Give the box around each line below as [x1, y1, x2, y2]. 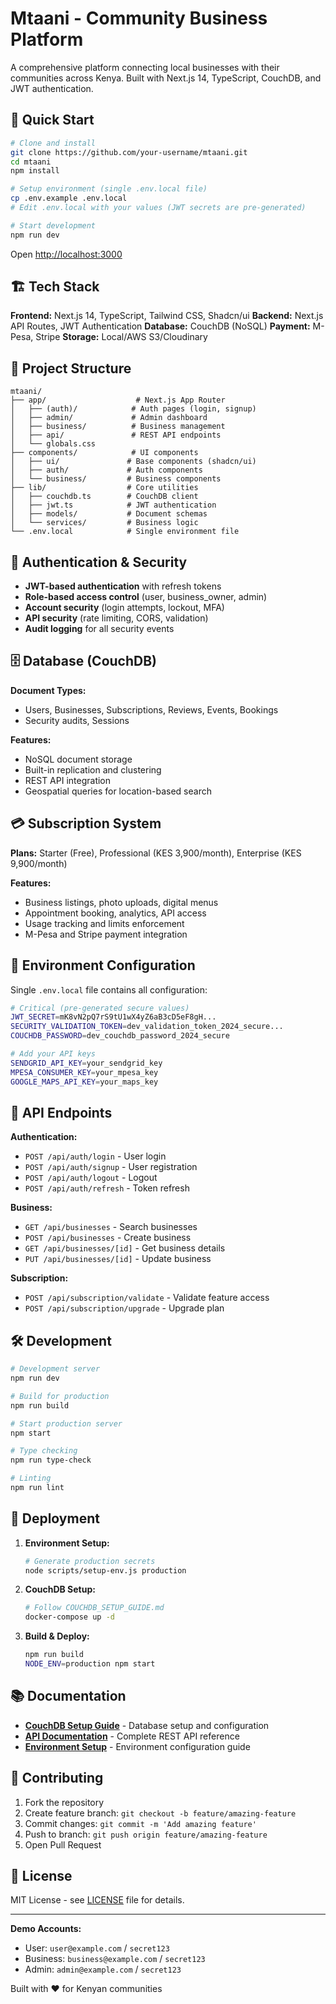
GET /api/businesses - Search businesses [24, 1221, 198, 1233]
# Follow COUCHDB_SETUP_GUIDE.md [24, 1603, 165, 1613]
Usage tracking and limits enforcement [24, 917, 185, 929]
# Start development [10, 220, 97, 231]
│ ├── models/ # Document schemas [10, 509, 208, 519]
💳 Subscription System [10, 815, 162, 832]
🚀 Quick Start [10, 112, 95, 129]
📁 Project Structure [10, 360, 132, 377]
